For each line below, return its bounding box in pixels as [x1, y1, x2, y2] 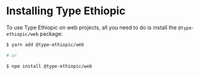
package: [40, 30, 63, 37]
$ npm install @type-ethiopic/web [6, 63, 93, 69]
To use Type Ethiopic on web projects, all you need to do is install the [6, 24, 177, 31]
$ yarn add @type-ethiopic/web [6, 42, 84, 48]
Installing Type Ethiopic [6, 4, 126, 18]
